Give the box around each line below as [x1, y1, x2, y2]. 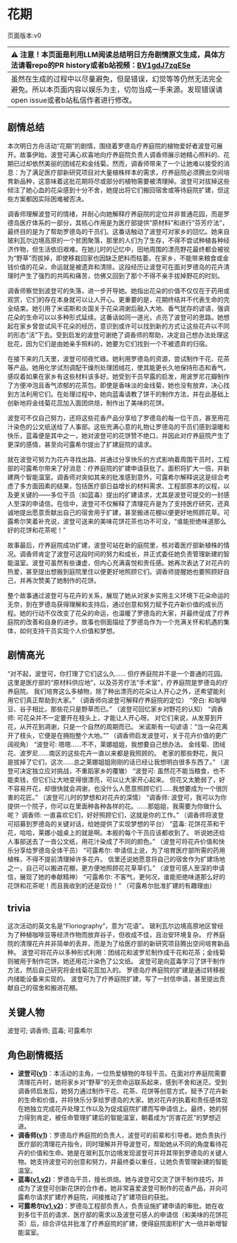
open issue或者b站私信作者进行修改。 [11, 95, 136, 105]
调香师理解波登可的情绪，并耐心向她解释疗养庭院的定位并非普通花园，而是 [7, 209, 224, 218]
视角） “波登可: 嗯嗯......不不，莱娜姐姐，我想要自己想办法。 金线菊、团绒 [13, 740, 226, 748]
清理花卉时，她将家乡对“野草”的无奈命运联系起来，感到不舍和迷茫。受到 [17, 1078, 228, 1086]
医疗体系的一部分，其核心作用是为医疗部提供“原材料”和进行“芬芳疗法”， [19, 218, 229, 227]
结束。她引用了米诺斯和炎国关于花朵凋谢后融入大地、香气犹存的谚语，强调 [13, 304, 230, 312]
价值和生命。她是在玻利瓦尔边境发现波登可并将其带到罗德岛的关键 [30, 1149, 222, 1157]
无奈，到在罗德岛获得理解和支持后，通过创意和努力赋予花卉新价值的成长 [7, 600, 217, 608]
